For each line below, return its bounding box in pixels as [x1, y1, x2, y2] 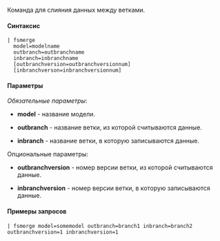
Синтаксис [7, 21, 40, 30]
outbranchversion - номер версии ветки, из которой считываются [17, 163, 213, 171]
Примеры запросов [7, 207, 67, 216]
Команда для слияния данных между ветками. [7, 6, 146, 14]
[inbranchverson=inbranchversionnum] [13, 67, 122, 74]
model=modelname [13, 43, 60, 50]
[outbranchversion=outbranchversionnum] [13, 61, 131, 68]
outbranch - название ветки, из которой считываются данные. [17, 123, 202, 132]
